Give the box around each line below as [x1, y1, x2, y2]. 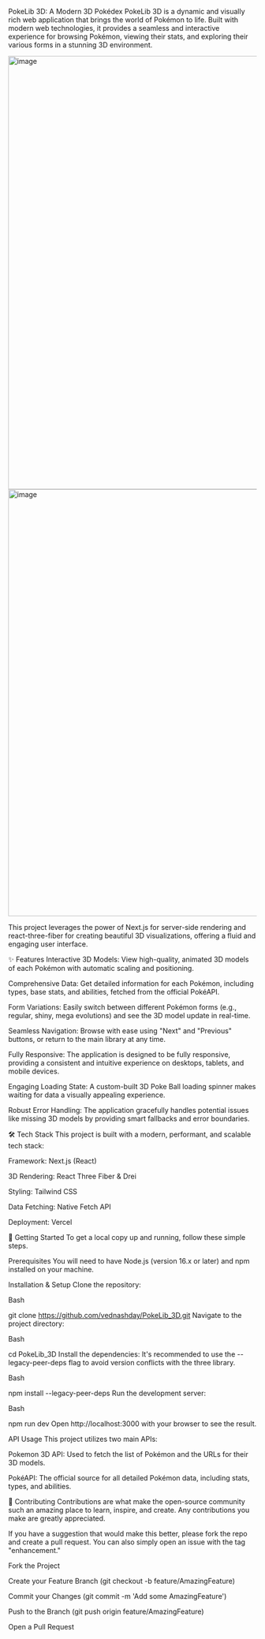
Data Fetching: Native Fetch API [8, 1202, 112, 1212]
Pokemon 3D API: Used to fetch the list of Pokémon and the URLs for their [8, 1450, 248, 1458]
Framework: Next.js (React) [8, 1156, 97, 1166]
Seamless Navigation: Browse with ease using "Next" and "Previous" [8, 1026, 233, 1036]
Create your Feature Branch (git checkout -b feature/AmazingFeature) [8, 1577, 235, 1585]
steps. [8, 1241, 28, 1250]
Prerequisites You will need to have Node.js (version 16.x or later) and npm [8, 1256, 250, 1265]
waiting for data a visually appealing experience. [8, 1090, 166, 1100]
